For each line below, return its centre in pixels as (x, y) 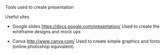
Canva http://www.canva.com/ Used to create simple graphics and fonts (86, 41)
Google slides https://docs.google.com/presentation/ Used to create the (86, 26)
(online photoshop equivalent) (43, 46)
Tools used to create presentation (40, 7)
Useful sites (17, 17)
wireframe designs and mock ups (46, 31)
